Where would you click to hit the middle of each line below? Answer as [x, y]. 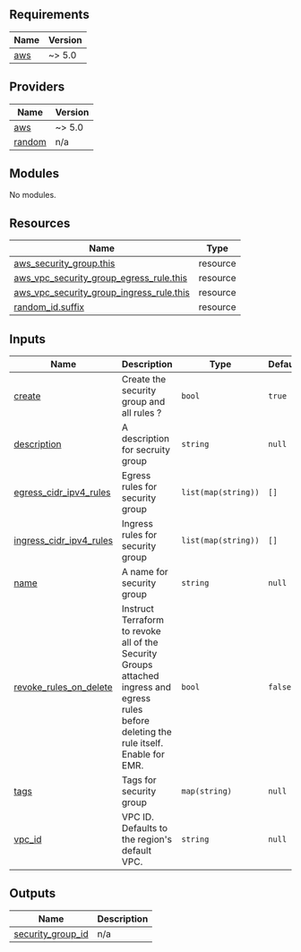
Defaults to [145, 828]
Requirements [49, 15]
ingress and [146, 687]
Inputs [28, 339]
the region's [147, 839]
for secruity [146, 450]
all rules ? [142, 413]
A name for [145, 572]
